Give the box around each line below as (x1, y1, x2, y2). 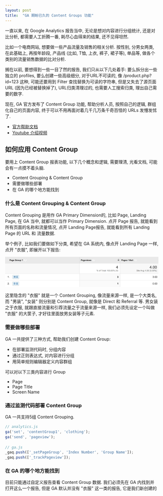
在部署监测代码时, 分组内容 (12, 346, 66, 352)
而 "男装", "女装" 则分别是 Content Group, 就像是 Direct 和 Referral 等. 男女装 (5, 299, 158, 304)
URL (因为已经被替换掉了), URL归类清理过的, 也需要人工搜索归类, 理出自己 (5, 85, 153, 90)
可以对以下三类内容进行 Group (5, 369, 66, 374)
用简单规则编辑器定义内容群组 (12, 358, 72, 364)
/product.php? (123, 72, 152, 78)
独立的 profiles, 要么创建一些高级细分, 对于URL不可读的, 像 (5, 72, 123, 78)
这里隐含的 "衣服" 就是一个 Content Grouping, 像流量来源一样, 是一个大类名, (5, 292, 157, 299)
